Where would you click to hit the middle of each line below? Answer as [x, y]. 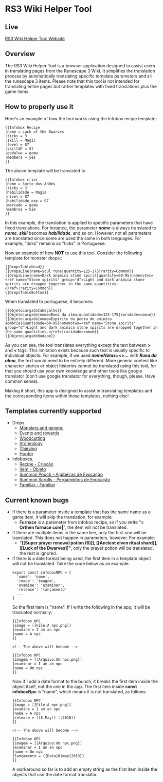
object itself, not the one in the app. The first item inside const [74, 687]
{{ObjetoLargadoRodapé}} [30, 336]
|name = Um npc [27, 752]
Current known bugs [37, 500]
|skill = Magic [20, 140]
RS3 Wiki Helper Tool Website [35, 38]
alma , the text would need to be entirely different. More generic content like [81, 360]
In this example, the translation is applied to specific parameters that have [79, 223]
